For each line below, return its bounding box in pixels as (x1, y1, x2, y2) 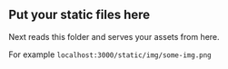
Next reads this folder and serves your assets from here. (8, 31, 220, 42)
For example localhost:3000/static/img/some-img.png (8, 49, 213, 60)
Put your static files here (8, 7, 151, 23)
